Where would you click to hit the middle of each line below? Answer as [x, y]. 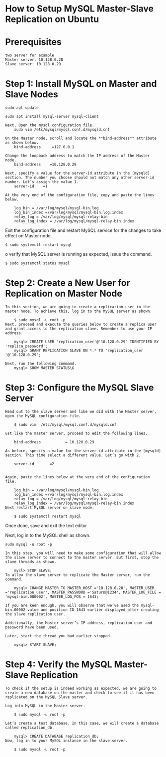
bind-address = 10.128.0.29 [54, 442]
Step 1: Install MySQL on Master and [81, 84]
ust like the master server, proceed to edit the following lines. [77, 433]
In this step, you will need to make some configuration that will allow [83, 553]
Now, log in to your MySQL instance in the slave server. [66, 741]
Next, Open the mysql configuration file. [50, 125]
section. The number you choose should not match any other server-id [80, 178]
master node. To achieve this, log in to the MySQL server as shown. [79, 311]
